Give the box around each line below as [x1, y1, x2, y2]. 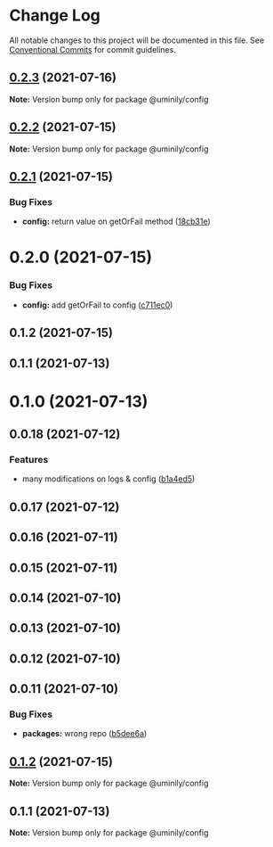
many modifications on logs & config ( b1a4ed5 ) [21, 473, 196, 484]
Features [9, 454, 49, 466]
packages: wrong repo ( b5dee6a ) [21, 728, 148, 739]
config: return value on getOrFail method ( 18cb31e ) [21, 216, 211, 227]
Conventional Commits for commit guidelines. [9, 44, 176, 54]
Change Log [9, 5, 100, 26]
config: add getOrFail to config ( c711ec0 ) [21, 300, 173, 310]
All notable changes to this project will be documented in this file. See [9, 35, 265, 45]
